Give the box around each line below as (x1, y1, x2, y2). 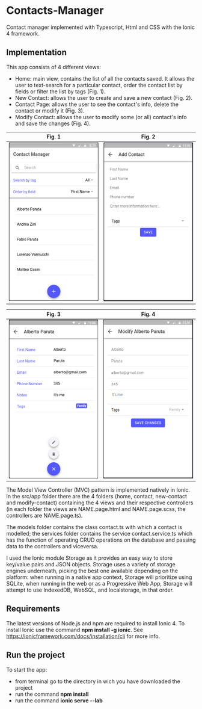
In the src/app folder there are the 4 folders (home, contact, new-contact (6, 492, 188, 500)
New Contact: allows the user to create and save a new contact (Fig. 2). (14, 94, 193, 101)
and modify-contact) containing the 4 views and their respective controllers (6, 499, 194, 506)
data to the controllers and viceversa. (6, 542, 99, 550)
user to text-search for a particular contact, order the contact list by (14, 81, 183, 88)
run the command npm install (14, 690, 89, 698)
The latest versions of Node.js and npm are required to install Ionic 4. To (6, 619, 185, 627)
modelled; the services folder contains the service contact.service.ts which (6, 530, 193, 537)
